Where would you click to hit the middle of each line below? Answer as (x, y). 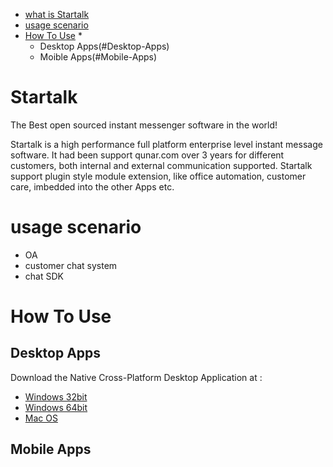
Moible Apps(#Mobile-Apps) (98, 57)
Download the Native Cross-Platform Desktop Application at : (136, 377)
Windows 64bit (56, 407)
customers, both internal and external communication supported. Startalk (161, 165)
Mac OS (41, 418)
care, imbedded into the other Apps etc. (92, 186)
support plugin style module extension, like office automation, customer (158, 176)
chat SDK (44, 276)
